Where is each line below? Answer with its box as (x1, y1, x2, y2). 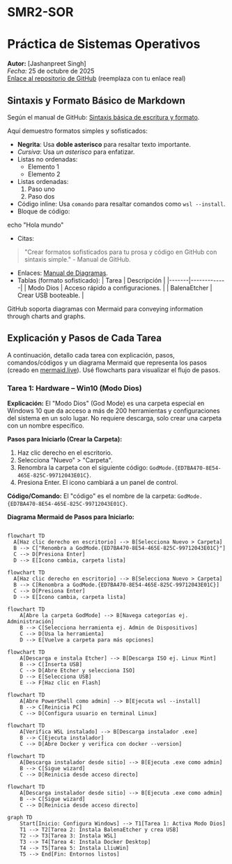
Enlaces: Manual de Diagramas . (17, 269, 108, 277)
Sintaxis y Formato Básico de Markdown (7, 94, 186, 106)
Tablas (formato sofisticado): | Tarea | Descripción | (17, 276, 166, 284)
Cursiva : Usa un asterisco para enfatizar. (17, 148, 135, 156)
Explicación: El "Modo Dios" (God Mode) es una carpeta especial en (7, 399, 205, 408)
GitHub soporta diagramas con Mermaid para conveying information (7, 304, 203, 313)
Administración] (7, 618, 54, 625)
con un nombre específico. (7, 421, 85, 430)
